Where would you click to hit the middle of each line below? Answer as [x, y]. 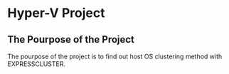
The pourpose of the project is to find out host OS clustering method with [115, 56]
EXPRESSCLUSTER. [37, 64]
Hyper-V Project [56, 13]
